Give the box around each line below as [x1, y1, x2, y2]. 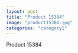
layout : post [6, 8, 38, 15]
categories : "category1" [6, 25, 67, 31]
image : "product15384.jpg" [6, 19, 73, 25]
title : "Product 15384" [6, 14, 65, 20]
